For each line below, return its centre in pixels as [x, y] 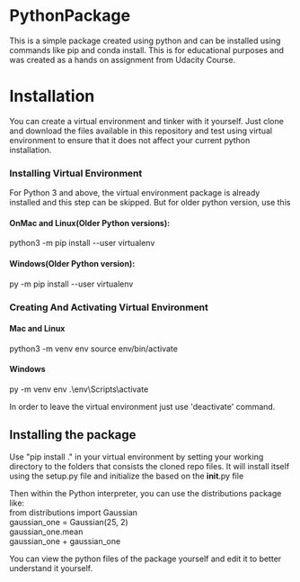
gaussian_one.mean [46, 532]
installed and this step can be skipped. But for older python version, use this [150, 203]
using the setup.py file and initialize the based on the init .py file [127, 476]
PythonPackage [70, 16]
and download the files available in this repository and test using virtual [141, 131]
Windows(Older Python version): [72, 263]
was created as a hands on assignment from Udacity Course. [123, 59]
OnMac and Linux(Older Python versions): [90, 223]
